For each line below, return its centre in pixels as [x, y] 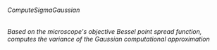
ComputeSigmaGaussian [44, 10]
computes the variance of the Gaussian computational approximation [108, 39]
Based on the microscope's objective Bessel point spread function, [105, 32]
